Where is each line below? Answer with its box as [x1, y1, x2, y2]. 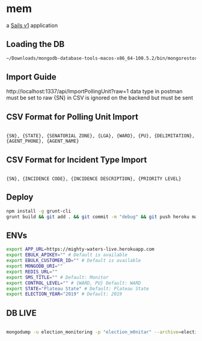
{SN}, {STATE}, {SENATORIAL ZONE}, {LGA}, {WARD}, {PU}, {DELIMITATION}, [6, 133, 195, 139]
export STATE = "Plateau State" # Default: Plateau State [6, 286, 149, 292]
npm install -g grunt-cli [6, 208, 71, 214]
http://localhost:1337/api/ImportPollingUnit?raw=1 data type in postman [6, 88, 183, 95]
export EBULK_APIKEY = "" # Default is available [6, 252, 128, 258]
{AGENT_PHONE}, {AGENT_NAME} [6, 138, 79, 145]
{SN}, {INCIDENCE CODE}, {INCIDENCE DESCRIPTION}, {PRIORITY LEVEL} [6, 176, 182, 182]
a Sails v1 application [6, 22, 58, 29]
